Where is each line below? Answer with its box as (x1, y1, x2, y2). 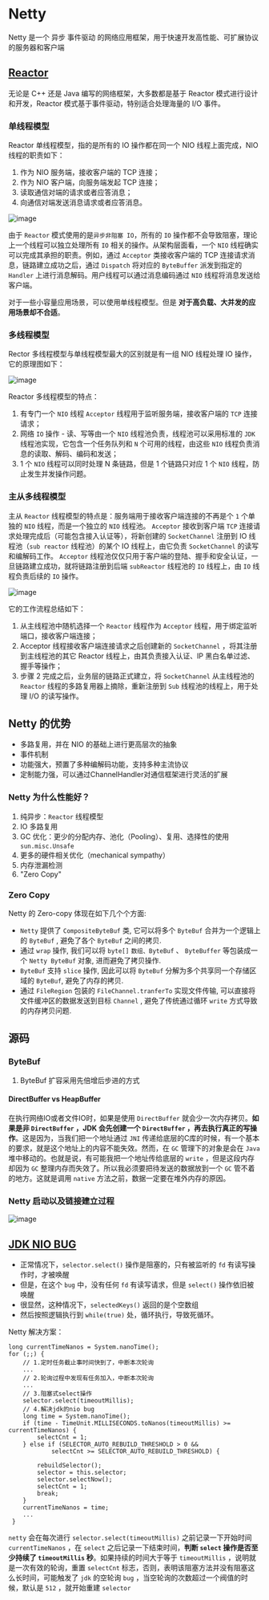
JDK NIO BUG (8, 1237, 77, 1251)
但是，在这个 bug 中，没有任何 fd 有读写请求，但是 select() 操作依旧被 (19, 1280, 255, 1289)
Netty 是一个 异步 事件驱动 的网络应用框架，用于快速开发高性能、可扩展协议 (8, 32, 259, 42)
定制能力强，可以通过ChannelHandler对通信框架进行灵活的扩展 (19, 770, 228, 780)
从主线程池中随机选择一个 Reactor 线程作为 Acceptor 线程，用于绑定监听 (19, 621, 258, 630)
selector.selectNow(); (37, 1476, 113, 1484)
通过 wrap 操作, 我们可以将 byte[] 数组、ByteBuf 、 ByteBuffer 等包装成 (19, 946, 251, 955)
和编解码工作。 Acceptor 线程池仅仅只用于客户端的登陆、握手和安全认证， (8, 551, 252, 560)
